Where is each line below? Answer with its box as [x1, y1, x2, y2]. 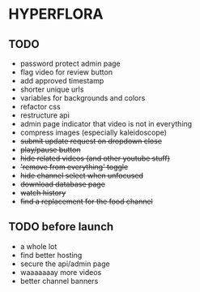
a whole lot [19, 241, 57, 251]
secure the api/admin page [19, 259, 111, 268]
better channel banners [19, 276, 99, 286]
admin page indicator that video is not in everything [19, 119, 193, 128]
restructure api [19, 110, 70, 120]
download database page [19, 179, 105, 189]
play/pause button [19, 145, 81, 154]
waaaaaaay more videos [19, 267, 102, 277]
